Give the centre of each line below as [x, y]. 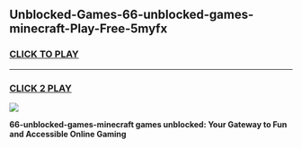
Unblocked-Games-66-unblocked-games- [132, 15]
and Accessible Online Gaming [68, 134]
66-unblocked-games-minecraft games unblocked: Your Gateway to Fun [148, 124]
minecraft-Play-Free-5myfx [89, 29]
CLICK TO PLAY [44, 55]
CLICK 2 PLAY [40, 88]
